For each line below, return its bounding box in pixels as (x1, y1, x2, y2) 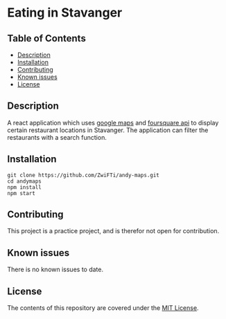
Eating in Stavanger (7, 5, 123, 21)
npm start (7, 190, 36, 197)
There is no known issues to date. (7, 265, 104, 274)
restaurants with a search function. (7, 133, 107, 141)
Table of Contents (7, 33, 87, 44)
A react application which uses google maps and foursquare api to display (7, 118, 219, 127)
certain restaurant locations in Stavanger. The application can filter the (7, 126, 209, 134)
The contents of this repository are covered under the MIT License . (7, 304, 199, 312)
